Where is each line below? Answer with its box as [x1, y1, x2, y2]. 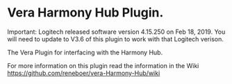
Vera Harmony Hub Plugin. [7, 5, 164, 21]
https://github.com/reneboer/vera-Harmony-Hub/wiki [7, 69, 160, 77]
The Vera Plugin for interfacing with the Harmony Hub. [7, 48, 163, 56]
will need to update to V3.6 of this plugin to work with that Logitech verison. [7, 34, 224, 43]
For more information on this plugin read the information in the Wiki [7, 61, 199, 70]
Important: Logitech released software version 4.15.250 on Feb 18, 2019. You [7, 28, 226, 36]
